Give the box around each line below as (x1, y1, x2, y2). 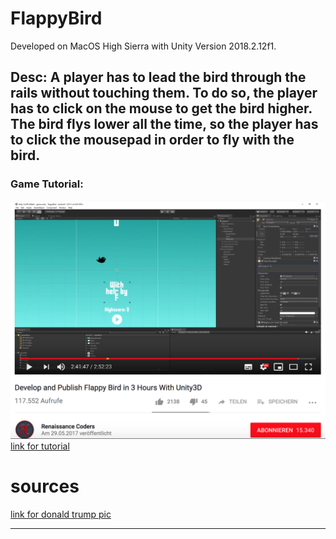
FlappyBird (10, 7, 103, 30)
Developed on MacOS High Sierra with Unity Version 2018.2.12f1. (10, 40, 277, 52)
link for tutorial (10, 440, 70, 452)
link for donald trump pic (10, 508, 112, 520)
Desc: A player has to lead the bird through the (10, 69, 307, 86)
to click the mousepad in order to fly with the (10, 132, 295, 149)
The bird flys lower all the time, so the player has (10, 116, 319, 133)
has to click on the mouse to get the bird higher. (10, 100, 313, 117)
